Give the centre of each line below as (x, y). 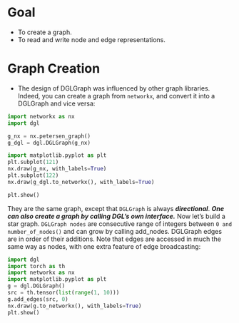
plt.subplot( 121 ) (33, 162)
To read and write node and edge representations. (91, 39)
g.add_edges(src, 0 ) (38, 299)
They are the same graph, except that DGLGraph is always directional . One (116, 208)
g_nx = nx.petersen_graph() (49, 136)
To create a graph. (45, 32)
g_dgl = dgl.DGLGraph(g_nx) (49, 143)
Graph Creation (54, 69)
